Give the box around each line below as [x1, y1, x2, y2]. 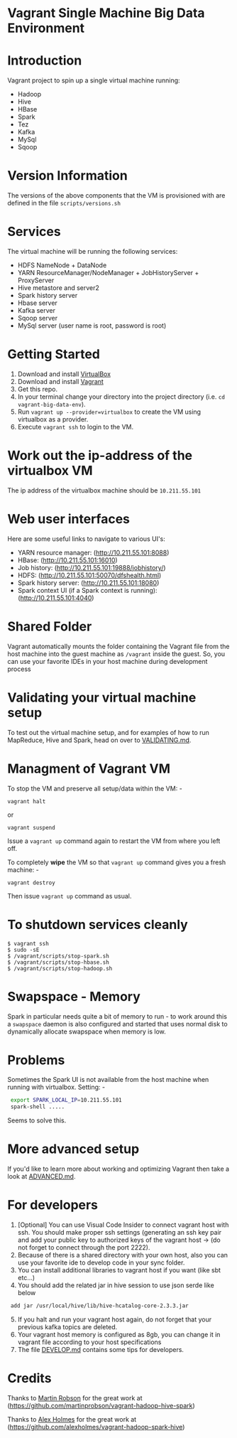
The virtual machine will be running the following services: [7, 247, 178, 255]
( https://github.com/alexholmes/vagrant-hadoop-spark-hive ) [7, 1422, 185, 1431]
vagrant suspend [7, 824, 55, 831]
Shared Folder [7, 618, 92, 634]
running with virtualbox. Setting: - [7, 1083, 106, 1092]
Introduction [7, 53, 82, 69]
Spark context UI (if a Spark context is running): [17, 586, 158, 594]
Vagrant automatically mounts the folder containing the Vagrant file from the [7, 642, 230, 650]
